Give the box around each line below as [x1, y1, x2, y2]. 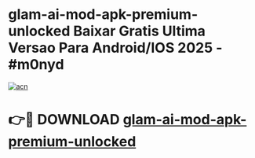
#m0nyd [8, 56, 64, 74]
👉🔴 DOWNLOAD [8, 111, 120, 129]
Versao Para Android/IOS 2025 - [8, 39, 223, 57]
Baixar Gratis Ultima [73, 22, 206, 40]
